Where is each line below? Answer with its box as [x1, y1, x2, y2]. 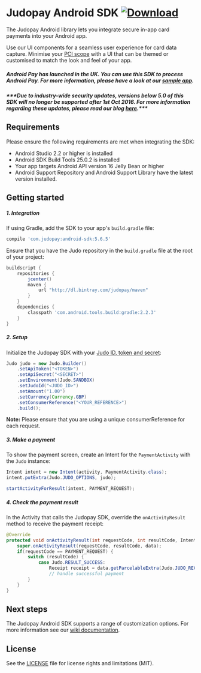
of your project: [6, 253, 45, 261]
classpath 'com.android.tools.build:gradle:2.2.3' [28, 309, 157, 315]
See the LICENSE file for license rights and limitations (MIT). [6, 660, 154, 667]
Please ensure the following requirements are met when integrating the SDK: [6, 138, 195, 145]
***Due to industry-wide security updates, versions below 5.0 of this [6, 92, 184, 99]
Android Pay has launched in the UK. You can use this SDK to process [6, 70, 184, 77]
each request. [6, 422, 41, 429]
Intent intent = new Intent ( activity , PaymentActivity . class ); [6, 469, 167, 475]
